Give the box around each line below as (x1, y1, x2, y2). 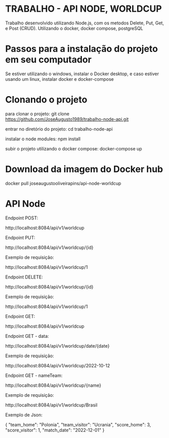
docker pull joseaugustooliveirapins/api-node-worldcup (5, 180, 121, 186)
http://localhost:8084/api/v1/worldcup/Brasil (5, 402, 98, 408)
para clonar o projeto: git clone (5, 110, 70, 117)
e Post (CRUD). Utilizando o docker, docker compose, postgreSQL (5, 25, 143, 31)
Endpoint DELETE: (5, 274, 43, 280)
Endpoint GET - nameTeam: (5, 372, 63, 379)
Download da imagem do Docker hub (5, 164, 163, 175)
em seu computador (5, 54, 92, 66)
